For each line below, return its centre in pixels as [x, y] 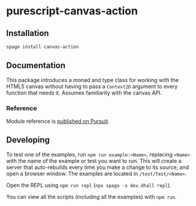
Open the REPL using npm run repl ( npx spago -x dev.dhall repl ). [89, 185]
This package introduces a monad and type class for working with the [92, 80]
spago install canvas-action [43, 47]
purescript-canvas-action [72, 11]
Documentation [36, 66]
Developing [28, 140]
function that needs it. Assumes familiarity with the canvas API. [84, 93]
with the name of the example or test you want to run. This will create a [94, 160]
